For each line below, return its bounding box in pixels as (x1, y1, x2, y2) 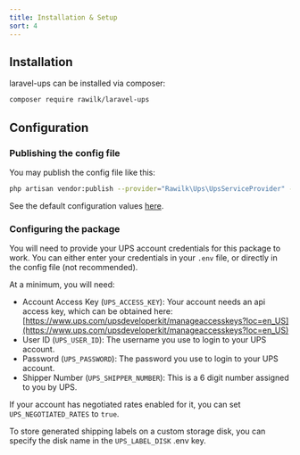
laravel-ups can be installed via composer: (9, 78, 166, 89)
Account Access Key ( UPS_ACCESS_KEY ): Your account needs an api (21, 296, 266, 308)
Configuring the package (9, 222, 121, 235)
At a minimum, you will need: (9, 279, 115, 290)
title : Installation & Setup (9, 12, 118, 22)
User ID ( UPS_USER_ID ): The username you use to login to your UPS (21, 335, 267, 345)
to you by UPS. (21, 382, 78, 393)
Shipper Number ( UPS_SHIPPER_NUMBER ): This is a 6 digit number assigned (21, 372, 290, 384)
